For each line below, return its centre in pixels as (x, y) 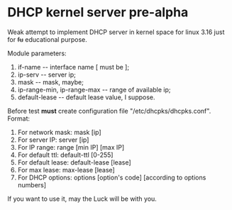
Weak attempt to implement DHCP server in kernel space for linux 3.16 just (116, 32)
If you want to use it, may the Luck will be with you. (82, 199)
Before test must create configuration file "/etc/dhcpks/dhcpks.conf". (109, 111)
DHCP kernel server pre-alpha (98, 12)
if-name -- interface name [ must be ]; (73, 67)
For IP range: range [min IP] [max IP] (71, 147)
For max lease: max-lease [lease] (66, 170)
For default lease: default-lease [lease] (74, 162)
